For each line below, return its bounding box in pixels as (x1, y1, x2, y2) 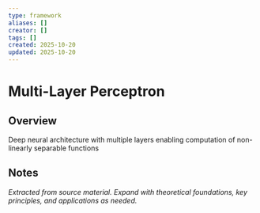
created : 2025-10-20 (8, 41, 77, 49)
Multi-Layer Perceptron (8, 82, 165, 101)
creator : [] (8, 26, 47, 34)
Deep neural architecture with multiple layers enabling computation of (8, 135, 236, 144)
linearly (8, 143, 33, 153)
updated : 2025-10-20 (8, 48, 77, 56)
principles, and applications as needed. (8, 196, 138, 205)
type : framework (8, 11, 62, 20)
